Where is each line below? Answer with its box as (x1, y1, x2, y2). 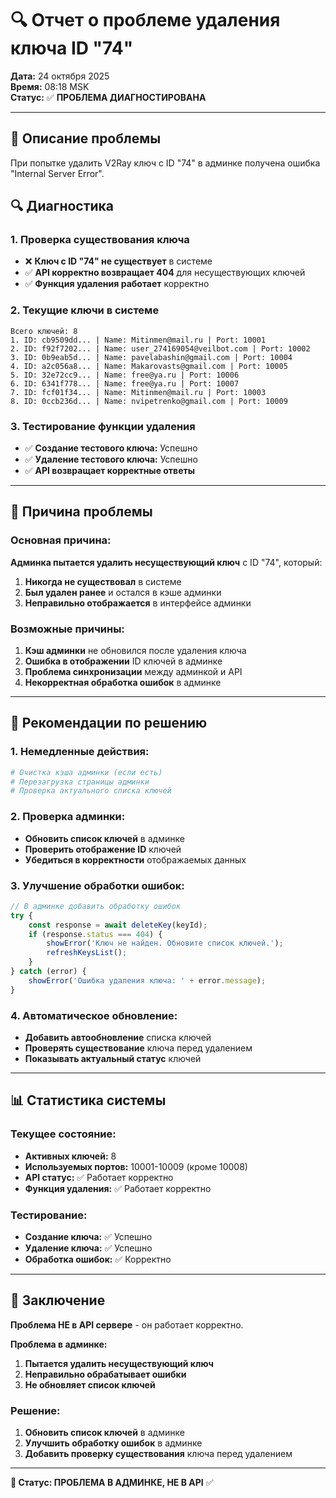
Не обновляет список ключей (24, 1378, 156, 1391)
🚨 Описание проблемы (10, 130, 162, 147)
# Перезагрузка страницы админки (10, 777, 150, 787)
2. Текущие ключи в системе (10, 303, 160, 317)
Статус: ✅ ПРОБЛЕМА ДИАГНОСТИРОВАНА (10, 91, 207, 103)
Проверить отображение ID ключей (24, 843, 182, 855)
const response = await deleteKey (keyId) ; (28, 920, 208, 930)
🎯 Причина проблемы (10, 503, 153, 521)
